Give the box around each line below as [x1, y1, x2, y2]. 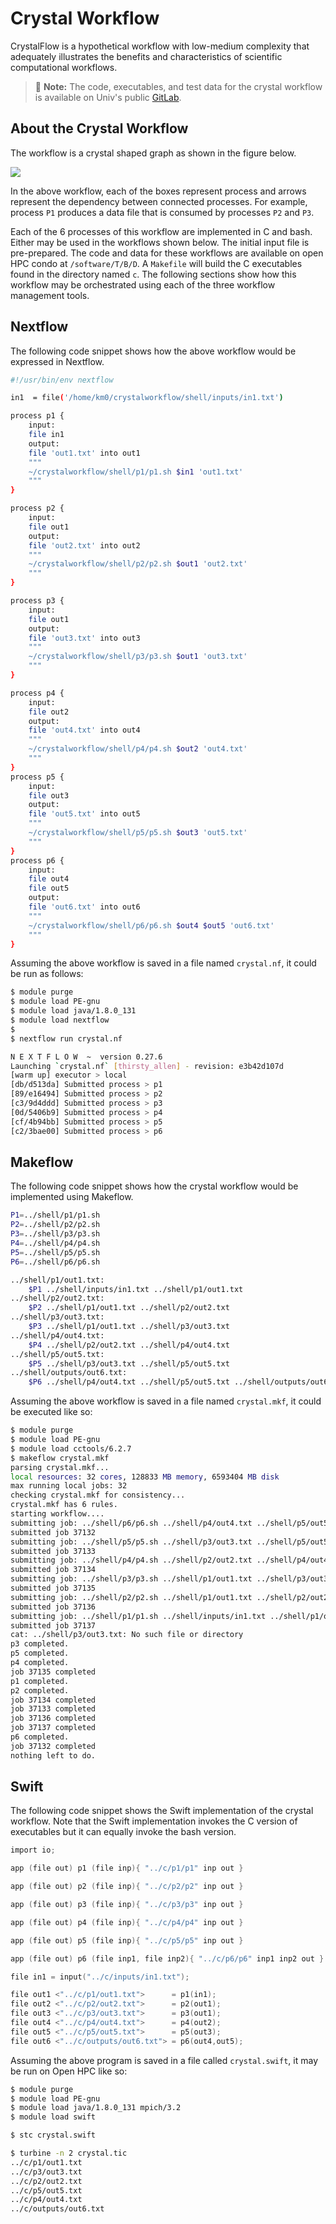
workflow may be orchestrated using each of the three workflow [10, 278, 276, 291]
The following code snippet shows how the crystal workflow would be [10, 1180, 299, 1192]
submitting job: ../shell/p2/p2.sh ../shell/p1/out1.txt [10, 1592, 253, 1602]
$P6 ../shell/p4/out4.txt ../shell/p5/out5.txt [28, 1377, 230, 1387]
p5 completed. [10, 1648, 70, 1659]
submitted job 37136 [10, 1602, 97, 1612]
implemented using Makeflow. [10, 1191, 134, 1203]
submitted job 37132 [10, 1527, 97, 1537]
